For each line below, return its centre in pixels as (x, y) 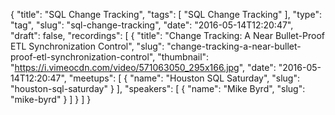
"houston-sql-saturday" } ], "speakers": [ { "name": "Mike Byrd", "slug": (158, 88)
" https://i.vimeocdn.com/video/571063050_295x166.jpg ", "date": (143, 67)
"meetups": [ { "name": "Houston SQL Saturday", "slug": (184, 78)
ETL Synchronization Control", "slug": (87, 46)
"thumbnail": (183, 57)
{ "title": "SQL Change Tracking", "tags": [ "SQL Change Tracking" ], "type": (166, 14)
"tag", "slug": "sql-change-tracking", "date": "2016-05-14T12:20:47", (152, 25)
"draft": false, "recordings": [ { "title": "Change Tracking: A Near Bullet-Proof (167, 35)
